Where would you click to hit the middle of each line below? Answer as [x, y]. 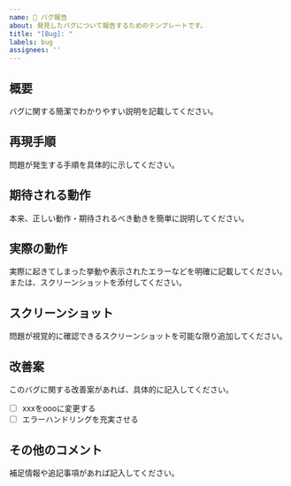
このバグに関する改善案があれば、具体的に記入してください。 [122, 389]
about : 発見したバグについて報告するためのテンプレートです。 [108, 26]
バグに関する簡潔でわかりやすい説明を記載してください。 [114, 110]
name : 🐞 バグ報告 [38, 17]
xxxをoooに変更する [58, 408]
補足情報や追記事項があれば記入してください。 [94, 473]
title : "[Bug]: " [41, 34]
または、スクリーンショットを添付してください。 [98, 283]
